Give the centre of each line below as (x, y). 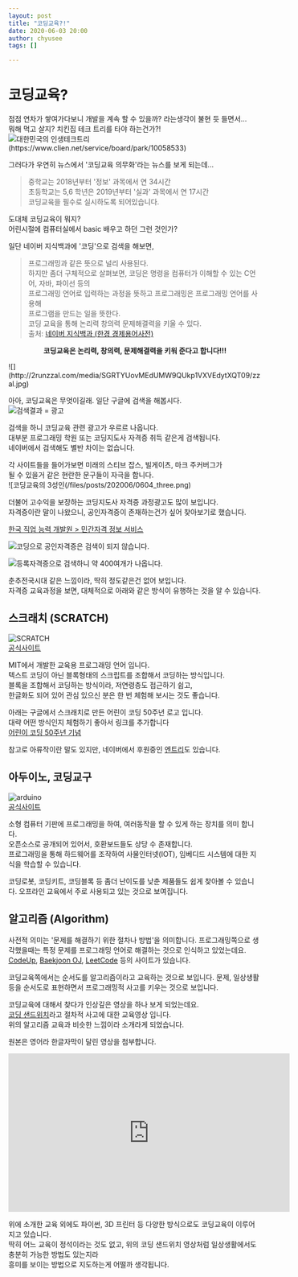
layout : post (30, 16)
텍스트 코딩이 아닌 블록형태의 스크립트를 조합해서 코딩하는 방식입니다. (116, 675)
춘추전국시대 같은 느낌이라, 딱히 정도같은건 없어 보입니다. (97, 581)
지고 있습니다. (30, 1234)
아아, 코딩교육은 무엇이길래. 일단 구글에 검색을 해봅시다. (95, 401)
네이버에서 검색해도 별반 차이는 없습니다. (71, 448)
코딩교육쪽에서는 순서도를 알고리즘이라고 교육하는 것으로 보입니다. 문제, (120, 977)
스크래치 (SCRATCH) (59, 618)
